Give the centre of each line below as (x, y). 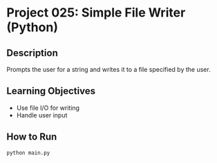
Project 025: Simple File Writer (96, 13)
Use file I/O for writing (48, 108)
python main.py (28, 153)
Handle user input (42, 115)
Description (32, 53)
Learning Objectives (51, 91)
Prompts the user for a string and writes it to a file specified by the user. (109, 69)
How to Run (32, 137)
